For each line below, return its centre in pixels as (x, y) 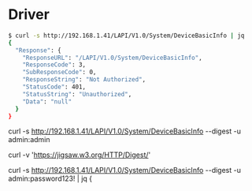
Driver (29, 15)
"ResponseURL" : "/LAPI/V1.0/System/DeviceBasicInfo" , (112, 58)
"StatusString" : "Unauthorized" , (77, 94)
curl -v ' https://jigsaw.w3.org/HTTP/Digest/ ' (80, 155)
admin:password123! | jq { (50, 178)
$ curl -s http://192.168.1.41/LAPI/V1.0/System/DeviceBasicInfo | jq (126, 36)
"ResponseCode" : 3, (54, 65)
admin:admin (29, 140)
